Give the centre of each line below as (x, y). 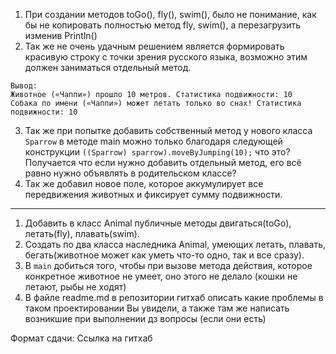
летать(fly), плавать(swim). (82, 233)
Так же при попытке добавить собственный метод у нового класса (168, 130)
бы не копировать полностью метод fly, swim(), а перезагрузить (163, 25)
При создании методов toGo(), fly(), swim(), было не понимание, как (170, 14)
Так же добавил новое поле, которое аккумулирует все (144, 183)
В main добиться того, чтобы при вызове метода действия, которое (168, 265)
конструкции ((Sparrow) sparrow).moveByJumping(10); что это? (157, 152)
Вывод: (24, 86)
